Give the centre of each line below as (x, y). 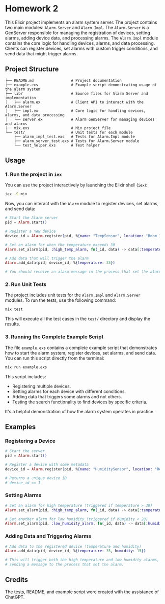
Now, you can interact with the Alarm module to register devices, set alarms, (82, 204)
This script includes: (26, 376)
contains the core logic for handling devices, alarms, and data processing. (80, 43)
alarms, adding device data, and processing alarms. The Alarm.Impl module (82, 38)
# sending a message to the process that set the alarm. (65, 565)
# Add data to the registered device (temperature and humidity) (73, 546)
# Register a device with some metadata (47, 464)
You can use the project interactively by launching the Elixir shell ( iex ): (76, 185)
